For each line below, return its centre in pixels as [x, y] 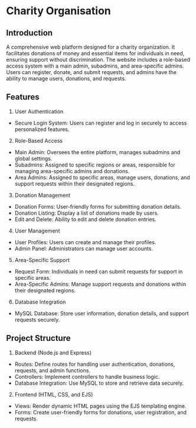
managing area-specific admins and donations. [72, 171]
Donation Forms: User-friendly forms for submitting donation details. [98, 206]
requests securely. [37, 320]
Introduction [30, 33]
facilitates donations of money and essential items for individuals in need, [95, 53]
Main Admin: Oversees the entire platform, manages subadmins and [97, 152]
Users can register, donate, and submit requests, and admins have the [92, 72]
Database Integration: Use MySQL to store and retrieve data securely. [99, 383]
